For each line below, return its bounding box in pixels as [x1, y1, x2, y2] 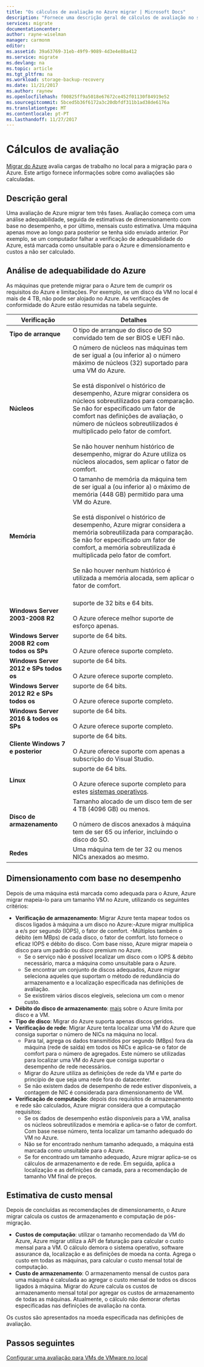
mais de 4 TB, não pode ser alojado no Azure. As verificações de [6, 294, 169, 302]
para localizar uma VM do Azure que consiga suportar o [24, 1056, 165, 1064]
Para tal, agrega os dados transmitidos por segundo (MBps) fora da [24, 1037, 193, 1044]
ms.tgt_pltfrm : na [6, 71, 53, 77]
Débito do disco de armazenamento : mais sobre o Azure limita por [15, 1005, 183, 1012]
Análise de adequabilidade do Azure [6, 266, 146, 276]
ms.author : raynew [6, 88, 53, 94]
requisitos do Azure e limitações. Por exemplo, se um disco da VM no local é [6, 288, 198, 296]
